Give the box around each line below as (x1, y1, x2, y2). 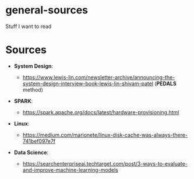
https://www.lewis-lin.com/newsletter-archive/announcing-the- (22, 73, 175, 80)
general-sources (5, 3, 89, 17)
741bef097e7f (22, 138, 56, 145)
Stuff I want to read (5, 23, 52, 30)
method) (22, 86, 43, 93)
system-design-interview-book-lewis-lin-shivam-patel (22, 80, 154, 87)
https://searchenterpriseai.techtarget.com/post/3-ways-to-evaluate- (22, 160, 188, 167)
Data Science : (13, 149, 49, 156)
